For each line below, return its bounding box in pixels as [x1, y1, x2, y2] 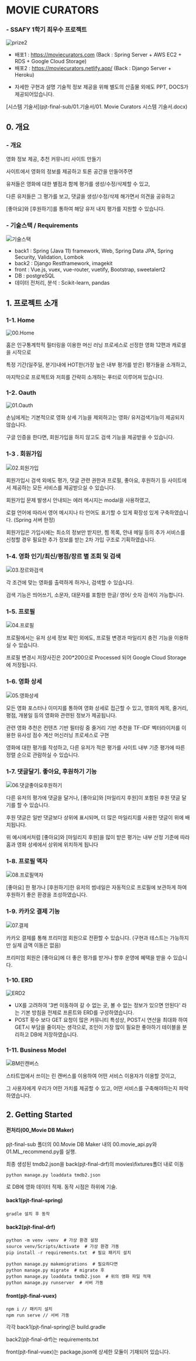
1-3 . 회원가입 [6, 450, 43, 458]
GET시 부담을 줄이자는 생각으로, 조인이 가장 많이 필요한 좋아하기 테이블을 [14, 1023, 181, 1031]
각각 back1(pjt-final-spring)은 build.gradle [6, 1324, 106, 1331]
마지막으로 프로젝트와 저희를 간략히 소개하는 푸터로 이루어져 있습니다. [6, 374, 164, 381]
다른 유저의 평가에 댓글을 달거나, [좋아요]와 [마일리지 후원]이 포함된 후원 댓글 [6, 794, 180, 801]
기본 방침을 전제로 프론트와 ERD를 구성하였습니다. [20, 1008, 135, 1016]
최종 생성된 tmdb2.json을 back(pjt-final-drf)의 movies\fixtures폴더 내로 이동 [6, 1160, 184, 1167]
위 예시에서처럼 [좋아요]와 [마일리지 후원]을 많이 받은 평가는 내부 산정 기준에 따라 [6, 833, 190, 840]
